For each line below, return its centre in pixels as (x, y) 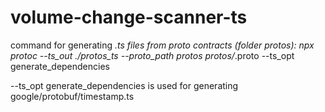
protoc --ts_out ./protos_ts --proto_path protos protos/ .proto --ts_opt (152, 55)
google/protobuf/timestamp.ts (72, 96)
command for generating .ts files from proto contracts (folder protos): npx (162, 45)
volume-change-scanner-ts (129, 17)
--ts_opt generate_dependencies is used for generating (124, 85)
